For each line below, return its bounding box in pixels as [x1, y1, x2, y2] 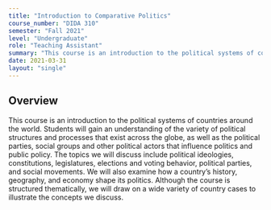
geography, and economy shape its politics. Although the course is [8, 175, 231, 185]
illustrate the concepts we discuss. [8, 192, 123, 202]
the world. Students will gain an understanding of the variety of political [8, 124, 246, 134]
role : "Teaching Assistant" [8, 42, 103, 50]
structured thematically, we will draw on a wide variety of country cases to [8, 183, 256, 193]
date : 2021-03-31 [8, 57, 67, 65]
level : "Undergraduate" [8, 34, 89, 43]
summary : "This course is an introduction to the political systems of [8, 49, 254, 57]
